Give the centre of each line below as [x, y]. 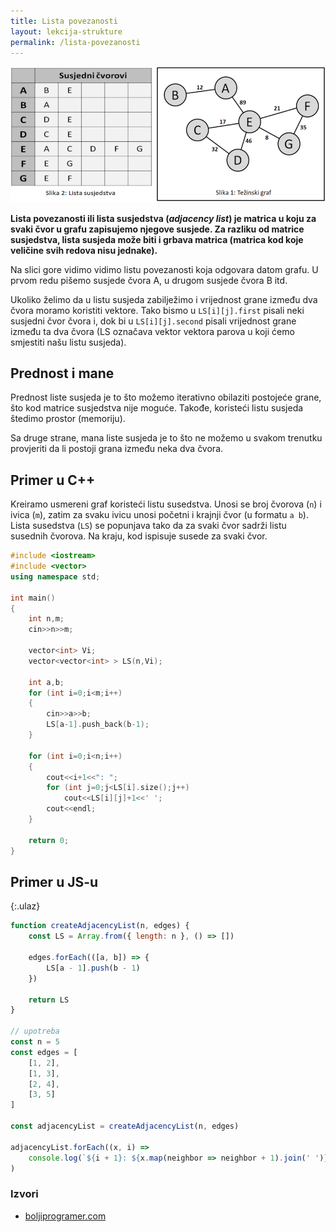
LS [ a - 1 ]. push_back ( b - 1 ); [98, 725]
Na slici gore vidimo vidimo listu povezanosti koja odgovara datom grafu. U [164, 269]
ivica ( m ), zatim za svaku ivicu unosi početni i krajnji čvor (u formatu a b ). [159, 515]
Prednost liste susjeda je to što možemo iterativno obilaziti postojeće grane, [166, 397]
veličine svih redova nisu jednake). [84, 250]
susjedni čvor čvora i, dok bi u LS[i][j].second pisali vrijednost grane [153, 321]
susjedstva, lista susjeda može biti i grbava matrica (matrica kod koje [157, 239]
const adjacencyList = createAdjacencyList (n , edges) [125, 1126]
